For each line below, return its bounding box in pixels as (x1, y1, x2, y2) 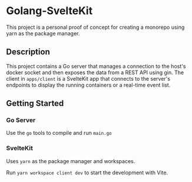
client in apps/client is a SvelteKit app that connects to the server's (6, 75, 171, 82)
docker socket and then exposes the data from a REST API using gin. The (6, 69, 184, 76)
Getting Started (6, 98, 64, 108)
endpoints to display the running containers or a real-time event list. (6, 81, 171, 88)
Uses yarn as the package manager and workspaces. (6, 157, 135, 164)
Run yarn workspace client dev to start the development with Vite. (6, 169, 168, 176)
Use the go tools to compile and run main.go (6, 130, 112, 137)
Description (6, 47, 50, 57)
